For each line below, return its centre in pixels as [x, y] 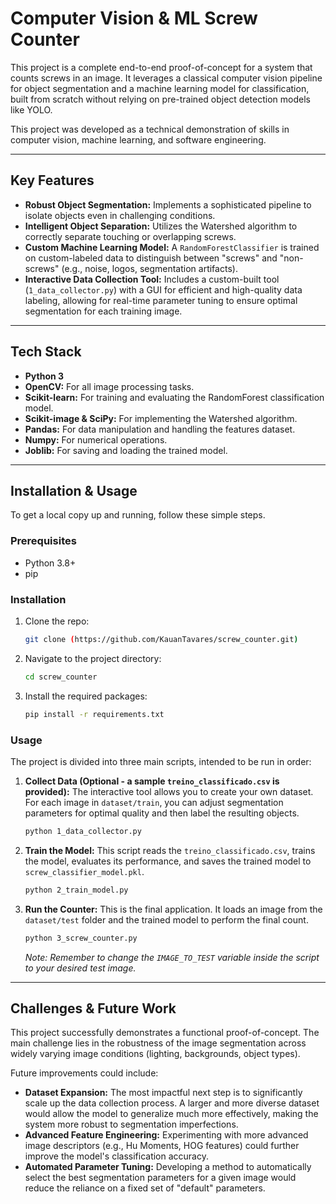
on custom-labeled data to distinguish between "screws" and [151, 258]
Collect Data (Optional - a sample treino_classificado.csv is [152, 781]
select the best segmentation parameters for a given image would [160, 1178]
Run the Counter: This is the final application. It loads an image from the [173, 909]
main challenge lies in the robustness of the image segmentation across [158, 1043]
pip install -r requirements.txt [94, 714]
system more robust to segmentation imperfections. [131, 1124]
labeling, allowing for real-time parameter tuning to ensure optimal [161, 300]
